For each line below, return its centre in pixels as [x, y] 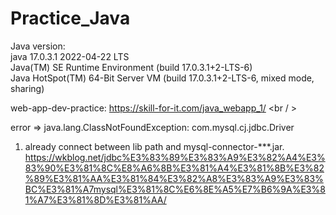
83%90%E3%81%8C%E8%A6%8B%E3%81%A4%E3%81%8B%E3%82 [174, 168]
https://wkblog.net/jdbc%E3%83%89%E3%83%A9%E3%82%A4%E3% [175, 157]
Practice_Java [70, 18]
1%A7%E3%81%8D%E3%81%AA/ [95, 199]
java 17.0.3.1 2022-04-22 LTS [70, 56]
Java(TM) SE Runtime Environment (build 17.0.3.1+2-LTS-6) [131, 67]
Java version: [38, 46]
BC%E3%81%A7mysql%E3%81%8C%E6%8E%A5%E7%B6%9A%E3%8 [175, 189]
